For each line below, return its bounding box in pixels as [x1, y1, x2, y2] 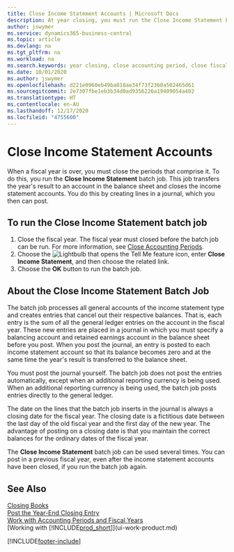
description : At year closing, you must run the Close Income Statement [7, 17, 223, 24]
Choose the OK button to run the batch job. [17, 265, 141, 273]
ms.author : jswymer [7, 75, 64, 82]
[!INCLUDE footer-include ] [7, 537, 81, 545]
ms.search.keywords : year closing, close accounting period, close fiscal [7, 62, 229, 69]
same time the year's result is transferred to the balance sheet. [7, 355, 188, 364]
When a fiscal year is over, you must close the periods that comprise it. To [7, 167, 220, 175]
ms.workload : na [7, 56, 54, 63]
